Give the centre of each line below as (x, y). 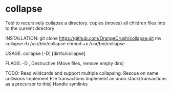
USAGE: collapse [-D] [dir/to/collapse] (45, 53)
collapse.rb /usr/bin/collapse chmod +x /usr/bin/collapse (65, 43)
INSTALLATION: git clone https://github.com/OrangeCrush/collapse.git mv (83, 38)
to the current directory (30, 28)
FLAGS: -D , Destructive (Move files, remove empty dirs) (65, 63)
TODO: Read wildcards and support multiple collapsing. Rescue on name (82, 73)
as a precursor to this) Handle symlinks (47, 84)
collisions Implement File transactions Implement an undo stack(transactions (86, 78)
